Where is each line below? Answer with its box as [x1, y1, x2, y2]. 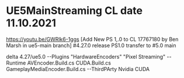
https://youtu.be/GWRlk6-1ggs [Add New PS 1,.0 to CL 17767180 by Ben [6, 36, 179, 42]
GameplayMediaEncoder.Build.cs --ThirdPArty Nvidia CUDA [6, 65, 150, 72]
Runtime [6, 59, 26, 66]
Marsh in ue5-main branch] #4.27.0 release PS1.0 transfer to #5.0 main [6, 42, 176, 49]
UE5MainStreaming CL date [6, 4, 143, 17]
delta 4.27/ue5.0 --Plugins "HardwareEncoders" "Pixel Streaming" [6, 53, 166, 60]
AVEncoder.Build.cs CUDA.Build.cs [27, 59, 111, 66]
